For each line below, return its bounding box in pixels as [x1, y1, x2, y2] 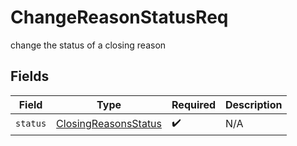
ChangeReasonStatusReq [10, 6, 229, 29]
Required [171, 97, 216, 111]
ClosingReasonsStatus [56, 117, 163, 131]
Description [225, 97, 283, 111]
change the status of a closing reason [10, 39, 167, 51]
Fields [10, 68, 50, 85]
